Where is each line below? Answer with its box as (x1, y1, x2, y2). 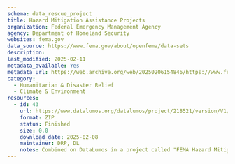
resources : (7, 95, 39, 102)
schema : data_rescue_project (7, 10, 92, 17)
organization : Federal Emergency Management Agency (7, 23, 161, 30)
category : (7, 75, 36, 82)
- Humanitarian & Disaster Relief (13, 82, 114, 89)
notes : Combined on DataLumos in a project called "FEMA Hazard (20, 147, 211, 154)
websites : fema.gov (7, 36, 64, 43)
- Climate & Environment (13, 88, 86, 95)
